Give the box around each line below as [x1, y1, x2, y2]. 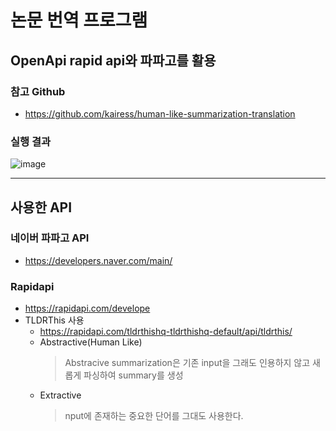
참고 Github [10, 84, 66, 98]
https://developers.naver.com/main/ [24, 254, 173, 266]
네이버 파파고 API [10, 231, 90, 245]
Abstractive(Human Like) [39, 336, 143, 348]
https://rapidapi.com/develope [24, 302, 151, 315]
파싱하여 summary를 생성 [83, 369, 184, 381]
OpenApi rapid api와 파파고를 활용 [10, 52, 217, 69]
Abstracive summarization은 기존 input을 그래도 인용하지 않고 [64, 357, 311, 369]
